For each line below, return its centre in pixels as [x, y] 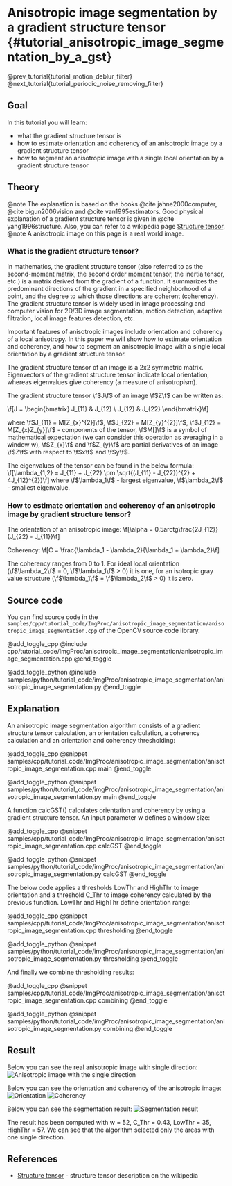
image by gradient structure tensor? [69, 514]
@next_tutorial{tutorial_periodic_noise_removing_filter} [86, 83]
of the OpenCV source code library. [150, 630]
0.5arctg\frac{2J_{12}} [186, 529]
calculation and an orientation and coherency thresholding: [91, 740]
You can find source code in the [53, 617]
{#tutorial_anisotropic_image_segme [116, 42]
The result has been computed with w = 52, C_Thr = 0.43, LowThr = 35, [109, 1122]
